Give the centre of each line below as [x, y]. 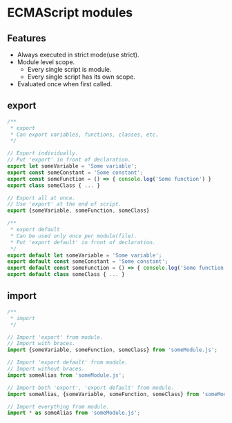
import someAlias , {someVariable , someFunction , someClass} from [103, 394]
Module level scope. [46, 62]
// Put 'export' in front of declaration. [69, 160]
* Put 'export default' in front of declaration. [83, 242]
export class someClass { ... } [54, 185]
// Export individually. [43, 153]
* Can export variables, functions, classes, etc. [84, 135]
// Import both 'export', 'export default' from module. [91, 388]
